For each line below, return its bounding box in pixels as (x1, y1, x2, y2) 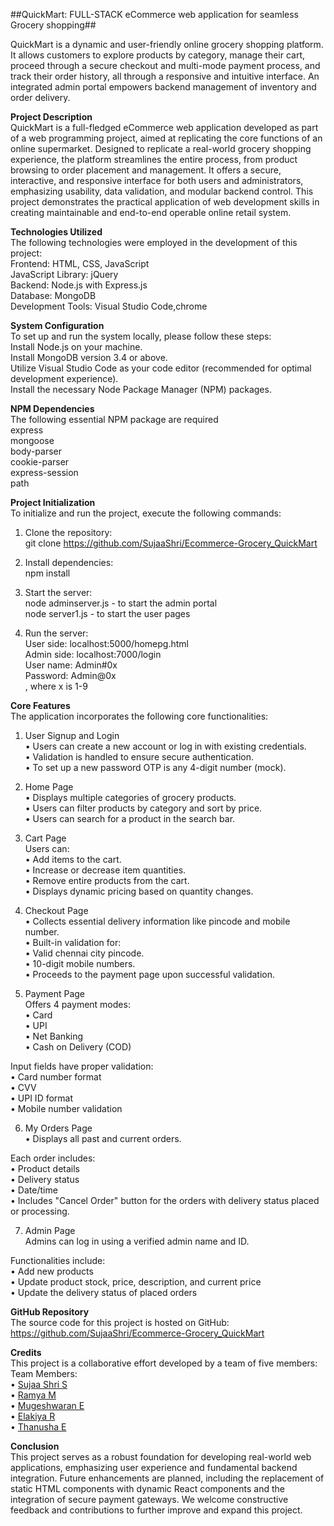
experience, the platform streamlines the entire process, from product (10, 154, 298, 165)
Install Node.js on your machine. (10, 341, 143, 353)
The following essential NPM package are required (10, 414, 219, 425)
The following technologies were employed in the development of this (10, 237, 298, 248)
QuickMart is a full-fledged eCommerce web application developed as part (10, 122, 319, 133)
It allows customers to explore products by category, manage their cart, (10, 49, 306, 61)
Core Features (10, 700, 71, 711)
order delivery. (10, 92, 71, 103)
